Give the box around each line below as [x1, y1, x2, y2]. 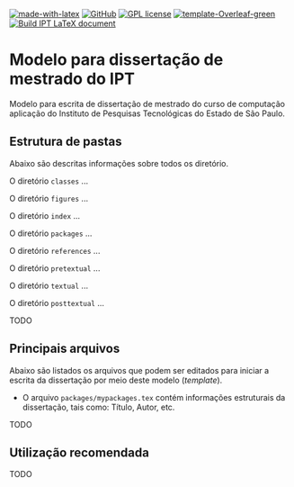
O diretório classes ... [9, 176, 88, 186]
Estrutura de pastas [9, 134, 122, 149]
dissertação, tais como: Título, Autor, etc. [22, 401, 175, 412]
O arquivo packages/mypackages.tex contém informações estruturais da [22, 392, 286, 402]
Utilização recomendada [9, 445, 150, 460]
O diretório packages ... [9, 228, 93, 239]
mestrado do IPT [9, 68, 136, 89]
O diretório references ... [9, 245, 101, 256]
